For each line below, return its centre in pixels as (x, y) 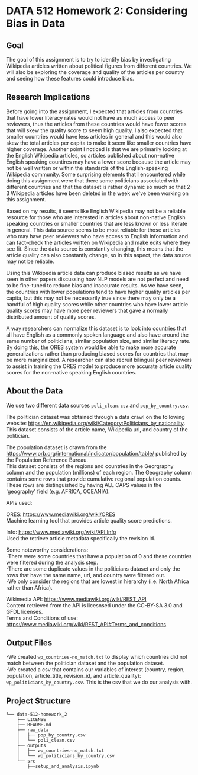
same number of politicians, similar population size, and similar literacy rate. (98, 341)
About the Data (35, 391)
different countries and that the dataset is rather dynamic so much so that (96, 187)
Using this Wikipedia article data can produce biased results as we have (94, 273)
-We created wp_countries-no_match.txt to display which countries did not (97, 657)
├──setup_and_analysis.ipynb (63, 766)
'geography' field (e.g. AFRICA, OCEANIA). (58, 491)
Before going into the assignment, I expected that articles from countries (95, 111)
